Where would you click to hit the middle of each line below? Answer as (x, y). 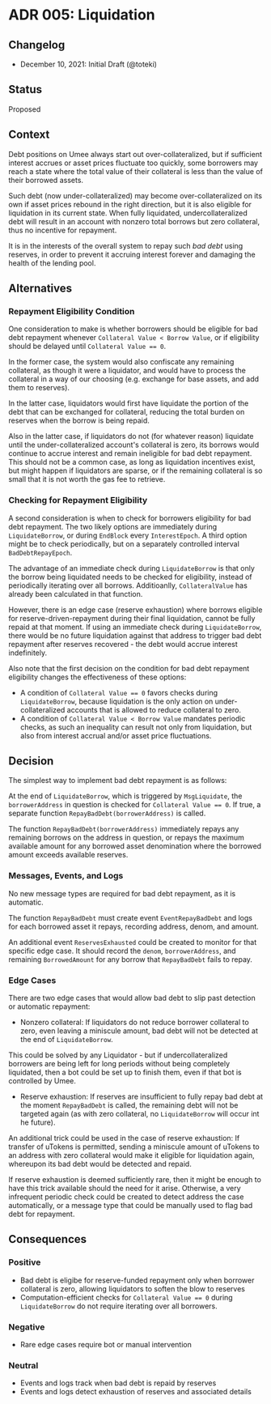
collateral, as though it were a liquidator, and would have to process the (127, 371)
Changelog (37, 45)
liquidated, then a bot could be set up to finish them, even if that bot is (125, 1072)
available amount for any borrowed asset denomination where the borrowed (135, 846)
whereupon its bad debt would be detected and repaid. (100, 1164)
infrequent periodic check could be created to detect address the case (126, 1197)
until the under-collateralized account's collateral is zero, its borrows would (134, 445)
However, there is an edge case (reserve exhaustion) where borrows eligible (135, 610)
